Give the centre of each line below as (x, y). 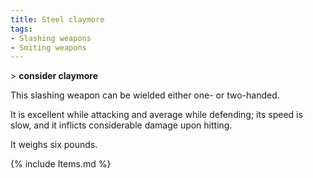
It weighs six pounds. (54, 145)
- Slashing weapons (51, 38)
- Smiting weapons (48, 47)
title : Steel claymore (57, 19)
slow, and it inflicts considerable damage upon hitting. (121, 125)
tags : (21, 29)
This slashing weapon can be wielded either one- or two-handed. (145, 95)
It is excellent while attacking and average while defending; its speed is (156, 115)
